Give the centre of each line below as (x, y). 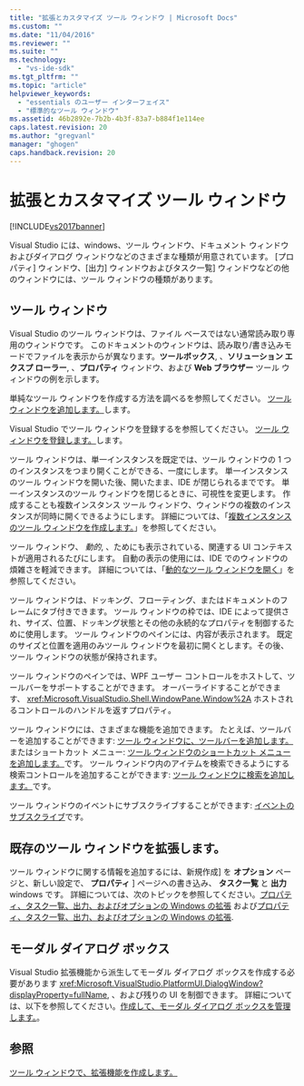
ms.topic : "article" (49, 85)
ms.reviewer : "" (40, 43)
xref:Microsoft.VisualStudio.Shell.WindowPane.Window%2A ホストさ (156, 699)
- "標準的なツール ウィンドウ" (69, 111)
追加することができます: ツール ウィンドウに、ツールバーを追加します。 (159, 741)
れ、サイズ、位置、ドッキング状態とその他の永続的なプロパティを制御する (148, 623)
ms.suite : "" (34, 52)
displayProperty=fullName (59, 995)
